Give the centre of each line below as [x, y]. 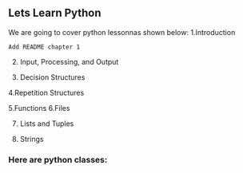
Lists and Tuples [47, 124]
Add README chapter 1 [44, 47]
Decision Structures [52, 77]
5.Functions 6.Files [39, 108]
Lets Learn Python [55, 13]
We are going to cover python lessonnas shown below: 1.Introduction [122, 32]
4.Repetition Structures [46, 92]
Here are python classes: [58, 159]
